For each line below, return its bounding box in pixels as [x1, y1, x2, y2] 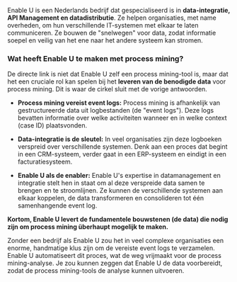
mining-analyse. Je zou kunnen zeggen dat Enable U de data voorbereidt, [7, 259, 223, 268]
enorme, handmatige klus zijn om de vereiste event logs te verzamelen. [7, 244, 216, 252]
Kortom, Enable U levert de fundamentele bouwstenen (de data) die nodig [7, 215, 229, 224]
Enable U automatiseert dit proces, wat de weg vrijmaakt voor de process [7, 252, 221, 260]
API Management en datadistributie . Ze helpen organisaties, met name [7, 13, 217, 22]
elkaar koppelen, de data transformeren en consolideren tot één [17, 194, 204, 203]
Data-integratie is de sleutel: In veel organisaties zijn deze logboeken [17, 135, 222, 144]
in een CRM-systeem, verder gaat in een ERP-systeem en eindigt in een [17, 150, 226, 159]
